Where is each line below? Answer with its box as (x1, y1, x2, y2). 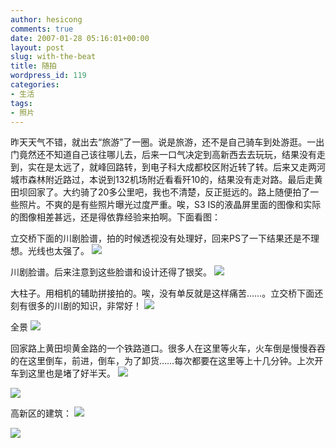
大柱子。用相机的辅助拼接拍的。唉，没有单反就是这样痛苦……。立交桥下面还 (10, 287, 324, 300)
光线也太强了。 (27, 245, 90, 257)
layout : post (10, 42, 65, 53)
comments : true (10, 24, 74, 34)
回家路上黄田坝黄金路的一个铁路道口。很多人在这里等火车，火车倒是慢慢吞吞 (10, 342, 326, 355)
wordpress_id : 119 (10, 71, 87, 81)
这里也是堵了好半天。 (27, 367, 116, 380)
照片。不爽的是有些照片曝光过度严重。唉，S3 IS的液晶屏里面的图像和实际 (18, 199, 322, 211)
